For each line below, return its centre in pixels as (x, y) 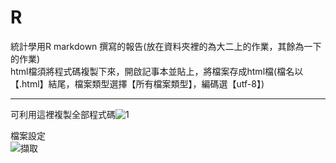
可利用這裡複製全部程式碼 (63, 114)
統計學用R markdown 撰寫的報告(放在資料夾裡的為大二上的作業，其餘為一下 (166, 46)
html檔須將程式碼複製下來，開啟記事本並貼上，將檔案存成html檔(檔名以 (157, 71)
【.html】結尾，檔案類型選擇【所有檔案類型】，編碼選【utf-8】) (137, 83)
